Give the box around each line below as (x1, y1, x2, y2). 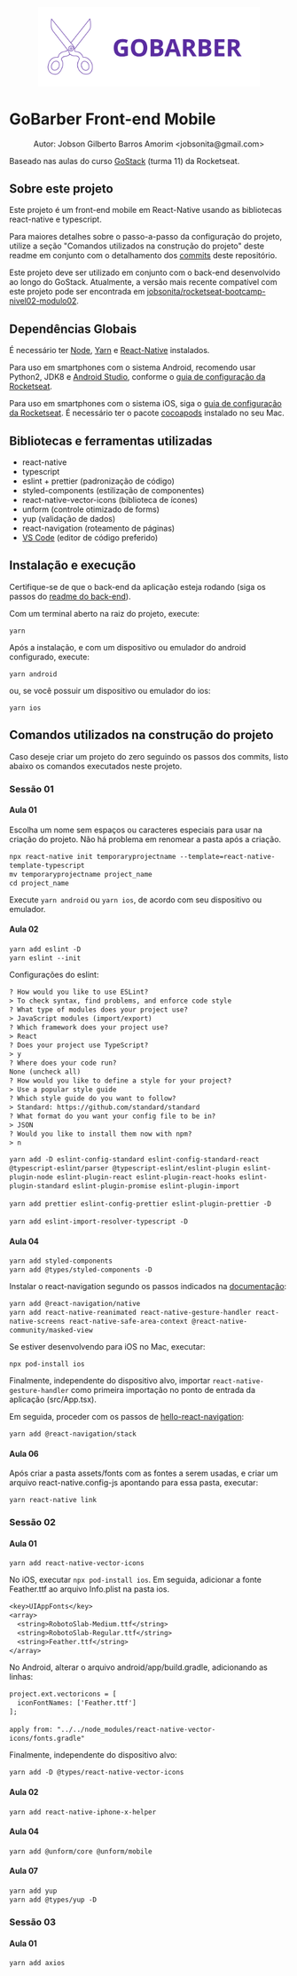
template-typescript (9, 861, 86, 870)
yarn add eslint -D (9, 944, 82, 954)
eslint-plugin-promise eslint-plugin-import (72, 1181, 240, 1191)
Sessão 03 (9, 1916, 56, 1928)
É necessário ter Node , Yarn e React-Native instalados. (9, 345, 210, 356)
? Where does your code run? (9, 1059, 117, 1067)
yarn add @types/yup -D (9, 1895, 98, 1905)
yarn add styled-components (9, 1256, 113, 1266)
